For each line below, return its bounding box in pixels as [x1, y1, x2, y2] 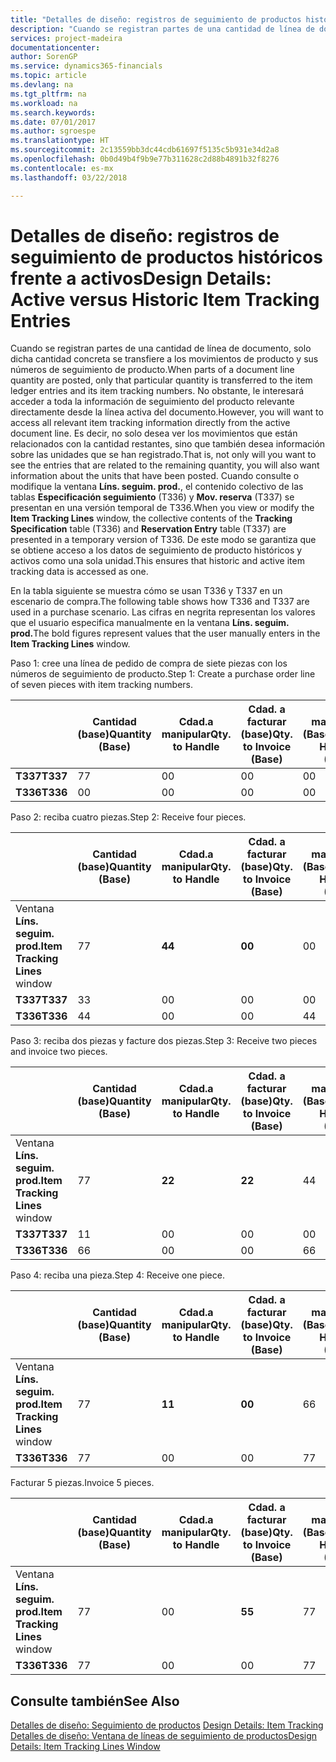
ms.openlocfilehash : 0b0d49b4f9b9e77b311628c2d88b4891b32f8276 [10, 154, 280, 164]
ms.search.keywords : [10, 107, 97, 118]
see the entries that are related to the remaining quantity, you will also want [10, 459, 320, 471]
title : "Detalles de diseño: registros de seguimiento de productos [10, 14, 302, 25]
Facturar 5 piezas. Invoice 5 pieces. [10, 1477, 155, 1489]
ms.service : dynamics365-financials [10, 61, 163, 71]
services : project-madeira [10, 33, 123, 43]
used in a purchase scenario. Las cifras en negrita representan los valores [10, 606, 316, 618]
